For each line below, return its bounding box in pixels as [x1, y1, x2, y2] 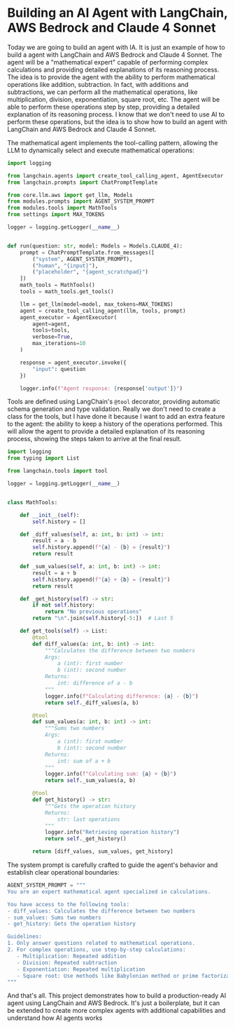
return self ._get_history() [44, 835, 127, 842]
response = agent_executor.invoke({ [20, 359, 127, 366]
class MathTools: [7, 499, 58, 506]
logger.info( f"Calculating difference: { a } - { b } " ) [44, 692, 199, 699]
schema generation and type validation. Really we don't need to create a [7, 405, 216, 413]
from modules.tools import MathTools [7, 205, 117, 212]
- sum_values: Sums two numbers [7, 914, 101, 921]
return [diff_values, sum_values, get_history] [32, 848, 173, 855]
